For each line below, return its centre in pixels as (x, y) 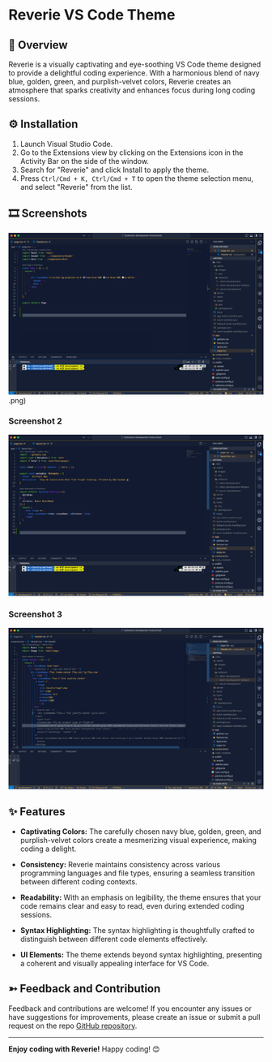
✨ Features (37, 812)
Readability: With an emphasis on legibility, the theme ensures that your (140, 897)
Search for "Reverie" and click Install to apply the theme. (114, 170)
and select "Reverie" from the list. (76, 187)
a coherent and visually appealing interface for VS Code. (115, 963)
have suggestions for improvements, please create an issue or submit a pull (134, 1017)
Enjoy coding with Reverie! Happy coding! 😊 (84, 1049)
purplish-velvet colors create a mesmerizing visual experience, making (138, 840)
